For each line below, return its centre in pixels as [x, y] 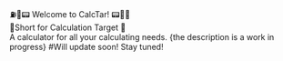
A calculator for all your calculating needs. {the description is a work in [142, 37]
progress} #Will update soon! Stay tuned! [86, 47]
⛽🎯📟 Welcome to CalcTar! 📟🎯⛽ [70, 14]
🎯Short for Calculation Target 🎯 [68, 27]
